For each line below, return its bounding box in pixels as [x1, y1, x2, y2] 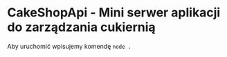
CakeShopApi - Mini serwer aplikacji [7, 5, 221, 21]
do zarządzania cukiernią [7, 19, 156, 35]
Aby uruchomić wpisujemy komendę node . [7, 42, 131, 50]
